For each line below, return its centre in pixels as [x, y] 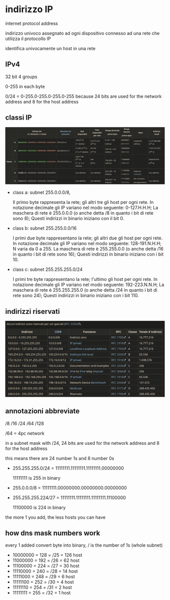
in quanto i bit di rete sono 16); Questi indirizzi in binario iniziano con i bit [88, 254]
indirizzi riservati [33, 311]
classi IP [18, 118]
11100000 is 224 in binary [39, 507]
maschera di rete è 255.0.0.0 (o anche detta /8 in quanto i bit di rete [83, 213]
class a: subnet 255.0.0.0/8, [41, 192]
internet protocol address [32, 23]
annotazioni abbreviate [42, 411]
